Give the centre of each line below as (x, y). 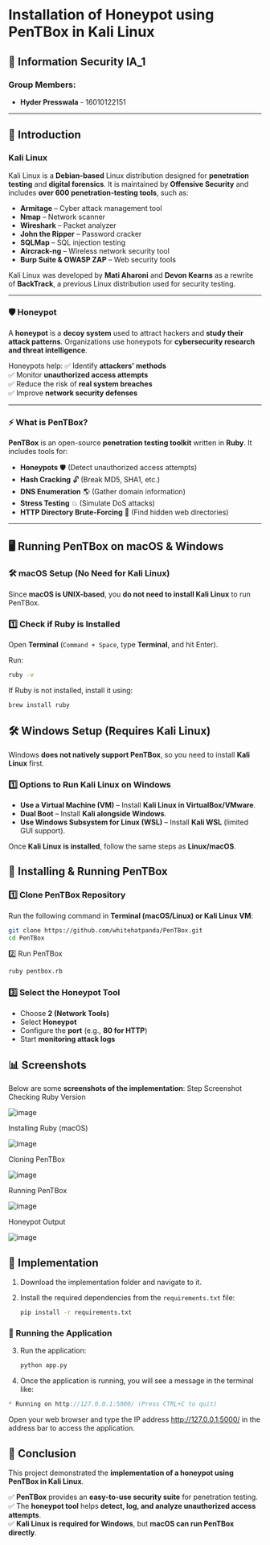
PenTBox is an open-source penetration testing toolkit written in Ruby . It (130, 443)
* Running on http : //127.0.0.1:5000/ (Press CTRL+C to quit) (113, 1404)
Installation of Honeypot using (111, 15)
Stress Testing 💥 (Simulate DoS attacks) (87, 503)
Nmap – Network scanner (63, 217)
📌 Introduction (45, 135)
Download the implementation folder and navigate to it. (111, 1283)
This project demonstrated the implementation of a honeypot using (121, 1473)
